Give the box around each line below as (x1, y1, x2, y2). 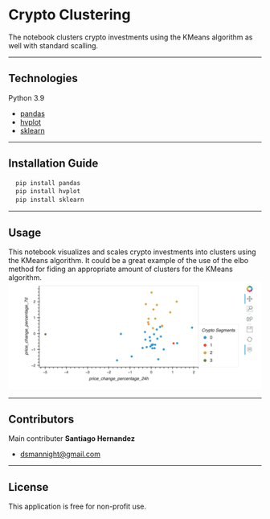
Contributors (8, 413, 75, 426)
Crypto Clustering (8, 6, 131, 24)
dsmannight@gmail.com (19, 449, 100, 459)
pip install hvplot (15, 187, 81, 196)
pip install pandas (15, 179, 81, 187)
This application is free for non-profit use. (8, 501, 147, 512)
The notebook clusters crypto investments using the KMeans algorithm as (8, 32, 253, 42)
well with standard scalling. (8, 40, 99, 50)
